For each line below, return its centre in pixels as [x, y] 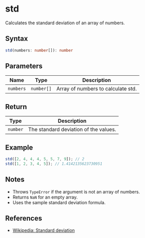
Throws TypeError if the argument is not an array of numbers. [76, 192]
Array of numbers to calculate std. [96, 89]
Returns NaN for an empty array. [45, 197]
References [24, 219]
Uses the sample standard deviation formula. [59, 202]
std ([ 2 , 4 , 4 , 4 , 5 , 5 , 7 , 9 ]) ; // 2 [45, 159]
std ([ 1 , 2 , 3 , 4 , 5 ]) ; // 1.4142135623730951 [54, 164]
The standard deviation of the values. [72, 129]
